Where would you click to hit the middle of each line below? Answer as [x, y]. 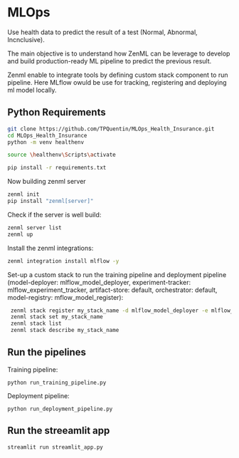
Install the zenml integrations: [51, 248]
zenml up [20, 234]
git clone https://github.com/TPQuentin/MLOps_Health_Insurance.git [111, 129]
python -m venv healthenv [46, 142]
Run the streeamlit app [59, 431]
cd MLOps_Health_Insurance [47, 135]
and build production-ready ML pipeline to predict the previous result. [110, 61]
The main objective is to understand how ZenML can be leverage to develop [119, 53]
